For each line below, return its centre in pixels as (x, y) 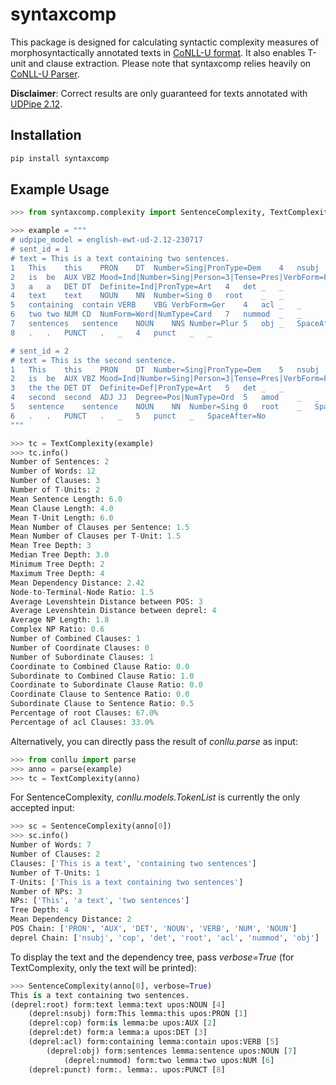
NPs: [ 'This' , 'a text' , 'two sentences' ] (100, 901)
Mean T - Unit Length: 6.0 (62, 518)
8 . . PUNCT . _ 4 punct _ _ (111, 333)
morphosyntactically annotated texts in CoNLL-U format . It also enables (158, 52)
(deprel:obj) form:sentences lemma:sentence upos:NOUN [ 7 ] (172, 1051)
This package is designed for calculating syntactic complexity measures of (164, 42)
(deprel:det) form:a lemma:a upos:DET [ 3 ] (118, 1033)
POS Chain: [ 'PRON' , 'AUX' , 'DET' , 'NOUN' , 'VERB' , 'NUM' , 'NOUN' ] (154, 929)
